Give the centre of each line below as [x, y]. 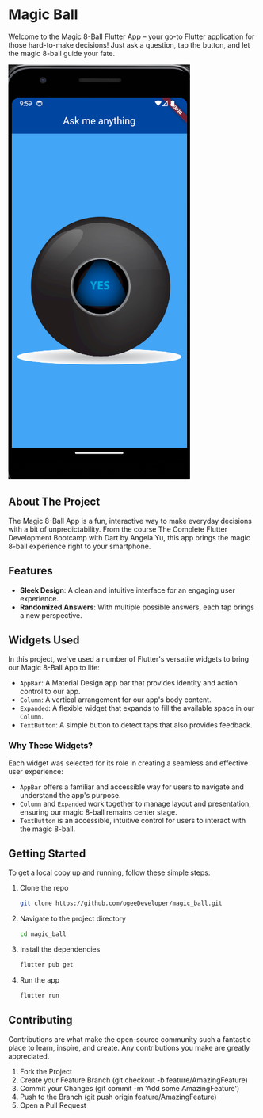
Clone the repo [44, 888]
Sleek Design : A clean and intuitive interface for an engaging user [127, 590]
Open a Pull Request [53, 1105]
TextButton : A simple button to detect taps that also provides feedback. [136, 725]
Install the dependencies [60, 949]
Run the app [40, 980]
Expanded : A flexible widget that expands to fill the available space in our [137, 708]
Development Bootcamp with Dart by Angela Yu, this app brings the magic [130, 537]
